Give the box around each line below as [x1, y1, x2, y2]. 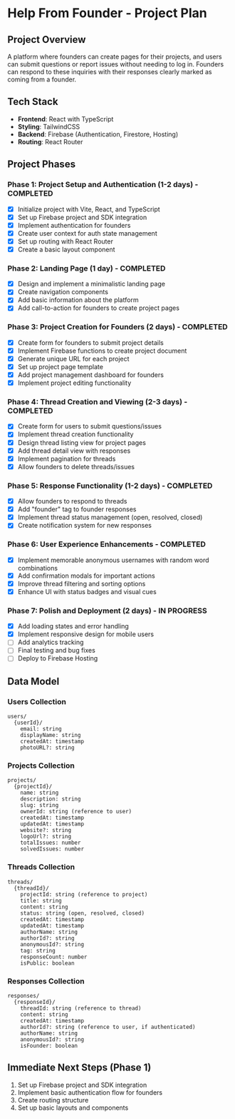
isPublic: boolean [20, 959, 75, 967]
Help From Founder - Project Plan [7, 5, 208, 21]
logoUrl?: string [20, 833, 72, 840]
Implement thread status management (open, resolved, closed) [17, 513, 203, 522]
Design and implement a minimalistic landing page [17, 280, 166, 288]
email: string [20, 726, 62, 733]
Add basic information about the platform [17, 296, 139, 304]
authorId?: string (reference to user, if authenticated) [20, 1023, 196, 1031]
